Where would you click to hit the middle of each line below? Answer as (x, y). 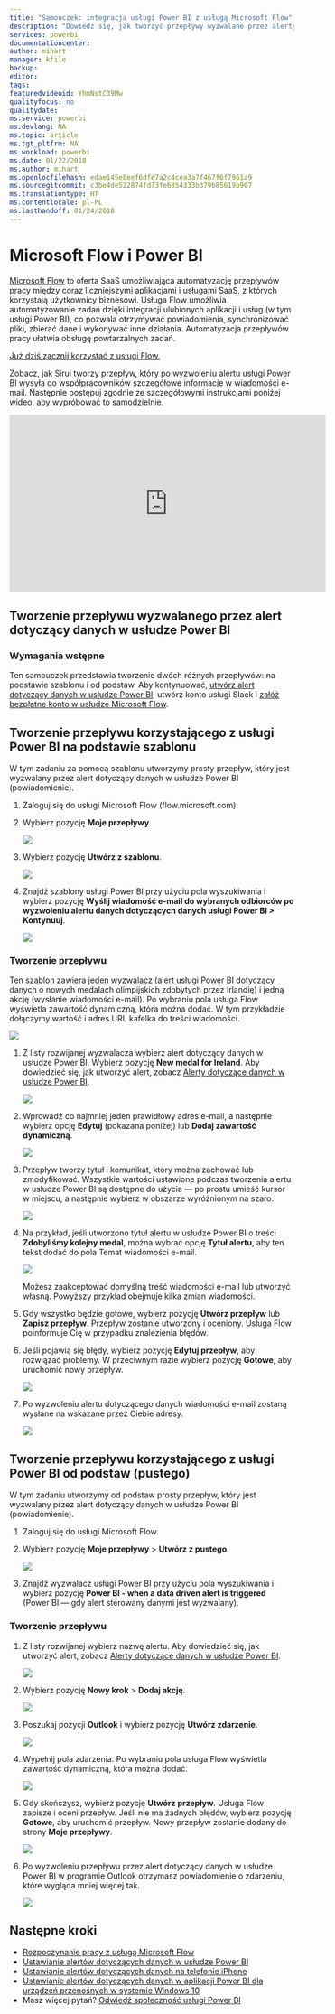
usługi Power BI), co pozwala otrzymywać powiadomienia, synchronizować (149, 319)
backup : (24, 69)
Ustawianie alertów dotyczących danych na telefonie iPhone (135, 1972)
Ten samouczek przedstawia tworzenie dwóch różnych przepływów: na (142, 676)
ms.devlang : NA (38, 127)
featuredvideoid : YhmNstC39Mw (66, 93)
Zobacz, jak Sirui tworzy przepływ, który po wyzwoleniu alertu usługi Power (150, 373)
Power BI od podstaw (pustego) (100, 1473)
